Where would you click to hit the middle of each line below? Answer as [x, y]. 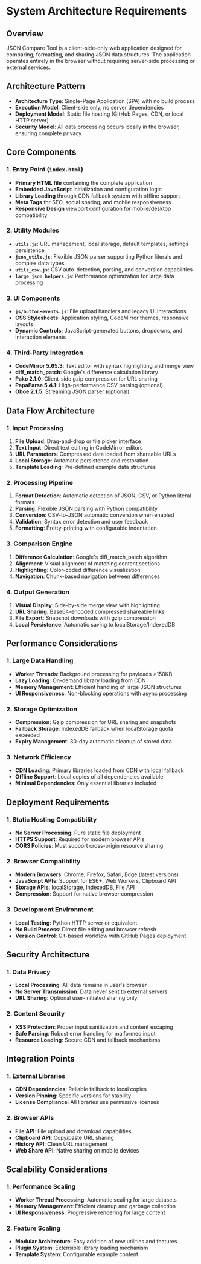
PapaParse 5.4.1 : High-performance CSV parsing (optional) [89, 385]
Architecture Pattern [46, 86]
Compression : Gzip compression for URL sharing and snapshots [95, 722]
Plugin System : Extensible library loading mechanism [81, 1248]
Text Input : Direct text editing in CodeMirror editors [79, 448]
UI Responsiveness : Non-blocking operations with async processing [101, 693]
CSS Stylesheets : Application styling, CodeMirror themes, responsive [102, 318]
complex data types [40, 263]
